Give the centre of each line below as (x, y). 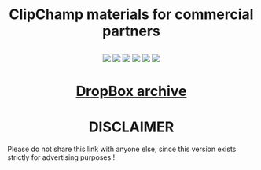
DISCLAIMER (131, 127)
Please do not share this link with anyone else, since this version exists (122, 149)
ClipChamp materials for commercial (131, 15)
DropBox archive (131, 91)
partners (131, 31)
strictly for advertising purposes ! (61, 157)
